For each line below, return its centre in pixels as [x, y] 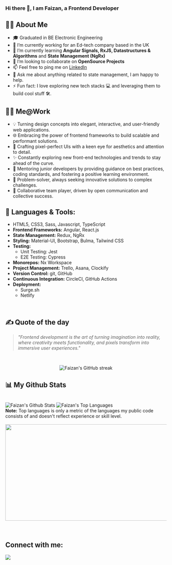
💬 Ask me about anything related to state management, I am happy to [86, 75]
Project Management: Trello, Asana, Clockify [61, 268]
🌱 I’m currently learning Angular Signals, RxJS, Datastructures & [82, 50]
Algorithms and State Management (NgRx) [59, 56]
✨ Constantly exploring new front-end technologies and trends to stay [87, 157]
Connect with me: [34, 545]
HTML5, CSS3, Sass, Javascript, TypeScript [59, 224]
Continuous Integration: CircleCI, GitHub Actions [65, 279]
